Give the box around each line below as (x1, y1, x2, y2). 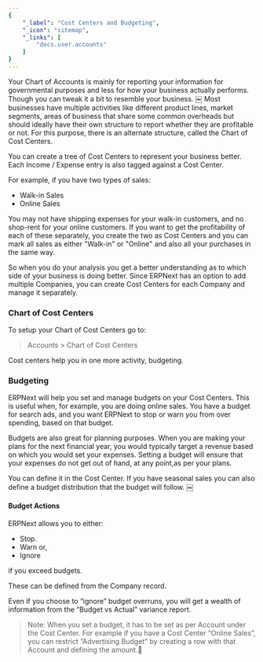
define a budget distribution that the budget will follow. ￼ (8, 483, 194, 492)
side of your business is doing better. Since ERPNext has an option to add (8, 270, 247, 280)
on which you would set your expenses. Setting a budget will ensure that (8, 450, 243, 460)
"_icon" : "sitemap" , (22, 26, 89, 34)
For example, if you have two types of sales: (8, 175, 152, 185)
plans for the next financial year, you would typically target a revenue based (8, 442, 254, 451)
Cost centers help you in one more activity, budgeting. (8, 355, 184, 366)
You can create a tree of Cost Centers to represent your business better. (8, 151, 242, 161)
